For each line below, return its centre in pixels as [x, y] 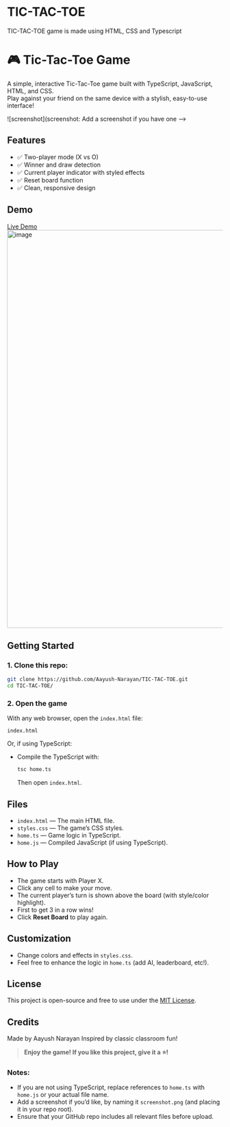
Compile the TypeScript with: [58, 757]
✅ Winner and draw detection [59, 165]
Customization [39, 939]
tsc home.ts [34, 770]
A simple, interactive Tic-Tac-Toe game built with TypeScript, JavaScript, [110, 84]
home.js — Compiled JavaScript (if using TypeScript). [92, 842]
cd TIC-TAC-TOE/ [30, 686]
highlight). [31, 902]
